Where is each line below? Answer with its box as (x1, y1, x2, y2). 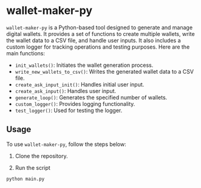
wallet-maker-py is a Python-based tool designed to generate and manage (6, 24, 193, 31)
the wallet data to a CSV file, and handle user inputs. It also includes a (6, 37, 181, 44)
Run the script (15, 164, 50, 171)
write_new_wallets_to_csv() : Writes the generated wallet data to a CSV (15, 68, 194, 75)
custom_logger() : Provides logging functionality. (15, 100, 135, 107)
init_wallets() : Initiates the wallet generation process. (15, 61, 154, 69)
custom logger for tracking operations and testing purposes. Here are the (6, 43, 190, 50)
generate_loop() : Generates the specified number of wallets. (15, 94, 168, 101)
